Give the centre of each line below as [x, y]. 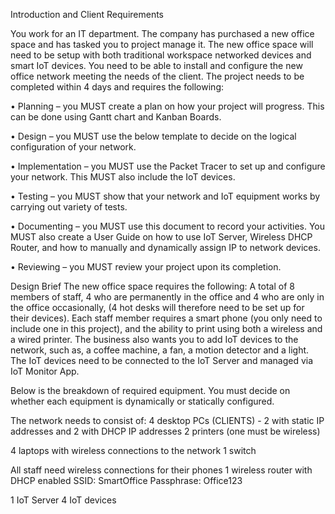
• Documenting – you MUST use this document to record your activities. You [168, 226]
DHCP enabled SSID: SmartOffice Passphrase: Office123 [126, 480]
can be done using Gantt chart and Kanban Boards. [116, 117]
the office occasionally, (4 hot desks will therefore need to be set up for [157, 307]
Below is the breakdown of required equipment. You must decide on [150, 390]
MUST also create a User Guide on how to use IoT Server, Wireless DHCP [161, 237]
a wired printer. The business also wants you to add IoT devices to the [154, 339]
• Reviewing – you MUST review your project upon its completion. [146, 267]
